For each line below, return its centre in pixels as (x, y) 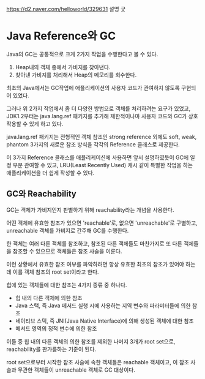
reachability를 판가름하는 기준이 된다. (51, 349)
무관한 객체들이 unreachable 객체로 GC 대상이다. (76, 370)
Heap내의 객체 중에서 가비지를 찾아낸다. (63, 67)
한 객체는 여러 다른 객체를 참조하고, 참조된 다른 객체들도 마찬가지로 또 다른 (94, 243)
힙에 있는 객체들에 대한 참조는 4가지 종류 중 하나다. (67, 285)
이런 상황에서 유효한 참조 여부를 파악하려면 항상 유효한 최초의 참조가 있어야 (95, 264)
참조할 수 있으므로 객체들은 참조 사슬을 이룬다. (67, 251)
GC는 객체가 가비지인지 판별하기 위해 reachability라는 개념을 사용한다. (90, 209)
